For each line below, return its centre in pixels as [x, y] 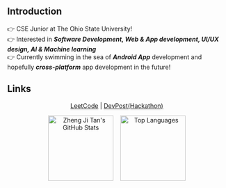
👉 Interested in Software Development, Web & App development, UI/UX [113, 39]
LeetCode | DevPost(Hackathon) [117, 105]
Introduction [35, 11]
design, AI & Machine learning [52, 49]
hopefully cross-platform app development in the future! [89, 67]
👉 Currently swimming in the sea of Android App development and [105, 57]
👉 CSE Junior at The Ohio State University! [70, 29]
